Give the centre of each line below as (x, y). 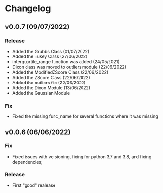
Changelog (28, 9)
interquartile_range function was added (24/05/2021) (66, 61)
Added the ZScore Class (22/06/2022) (51, 77)
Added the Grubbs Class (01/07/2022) (51, 51)
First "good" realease (34, 185)
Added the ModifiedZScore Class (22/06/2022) (60, 72)
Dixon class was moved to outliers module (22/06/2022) (69, 67)
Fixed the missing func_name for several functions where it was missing (85, 116)
